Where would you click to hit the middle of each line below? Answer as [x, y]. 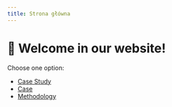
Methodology [37, 96]
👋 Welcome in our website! [87, 48]
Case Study [34, 81]
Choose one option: [36, 68]
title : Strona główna [39, 14]
